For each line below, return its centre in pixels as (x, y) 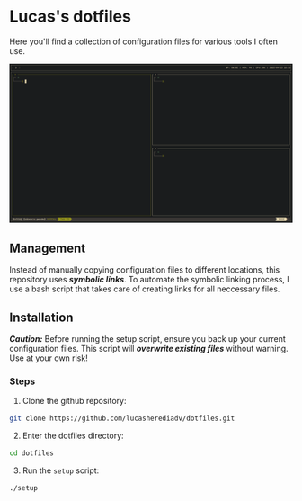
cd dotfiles (31, 453)
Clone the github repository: (74, 401)
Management (48, 248)
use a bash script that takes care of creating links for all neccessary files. (145, 289)
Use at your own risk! (49, 358)
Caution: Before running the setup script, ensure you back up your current (147, 339)
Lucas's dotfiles (71, 17)
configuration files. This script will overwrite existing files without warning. (149, 349)
